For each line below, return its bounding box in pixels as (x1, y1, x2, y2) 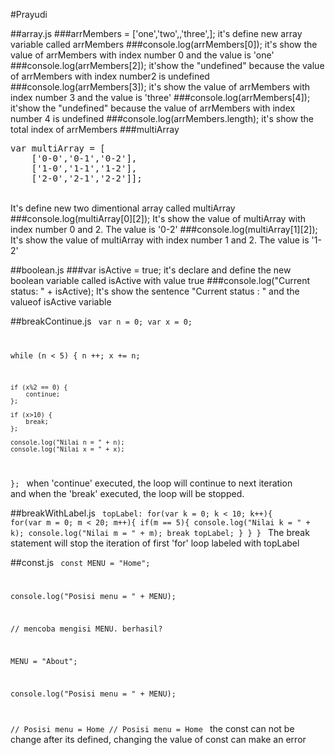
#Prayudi (10, 9, 48, 20)
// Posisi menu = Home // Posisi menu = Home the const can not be (10, 722, 295, 734)
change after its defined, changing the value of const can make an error (10, 733, 307, 745)
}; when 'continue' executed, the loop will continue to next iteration (10, 477, 293, 489)
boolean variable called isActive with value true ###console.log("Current (10, 275, 311, 286)
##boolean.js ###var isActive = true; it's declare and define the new (10, 264, 292, 276)
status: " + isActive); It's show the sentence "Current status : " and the (10, 285, 300, 297)
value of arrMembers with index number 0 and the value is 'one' (10, 49, 275, 61)
